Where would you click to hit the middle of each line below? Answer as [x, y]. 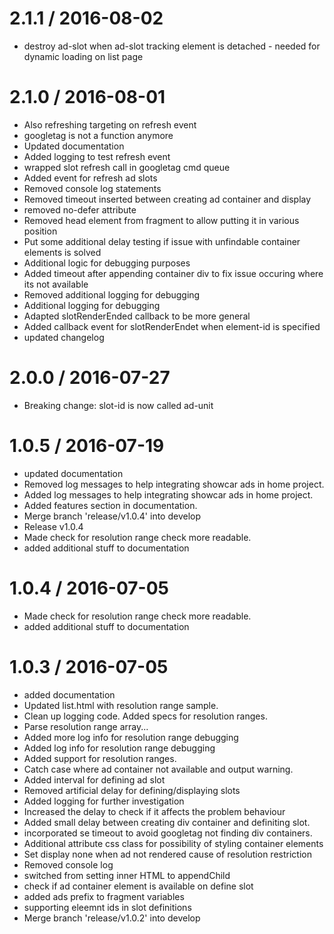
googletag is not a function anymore [98, 135]
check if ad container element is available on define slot [138, 886]
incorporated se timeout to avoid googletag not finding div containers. [168, 833]
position [40, 231]
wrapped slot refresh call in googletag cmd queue [127, 167]
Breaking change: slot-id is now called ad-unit [118, 405]
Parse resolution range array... [86, 726]
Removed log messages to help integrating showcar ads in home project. [174, 484]
